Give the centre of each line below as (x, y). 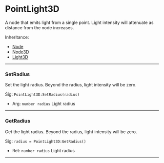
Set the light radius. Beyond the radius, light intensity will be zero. (71, 85)
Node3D (20, 52)
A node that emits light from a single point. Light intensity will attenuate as (79, 22)
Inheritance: (17, 37)
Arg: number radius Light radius (44, 104)
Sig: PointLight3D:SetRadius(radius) (42, 94)
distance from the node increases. (40, 27)
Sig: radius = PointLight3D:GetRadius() (46, 141)
